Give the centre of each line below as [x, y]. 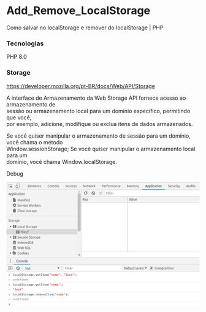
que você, [19, 117]
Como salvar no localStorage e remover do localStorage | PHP [85, 28]
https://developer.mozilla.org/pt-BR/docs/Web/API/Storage [81, 86]
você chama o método [35, 142]
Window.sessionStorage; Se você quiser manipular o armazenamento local [101, 149]
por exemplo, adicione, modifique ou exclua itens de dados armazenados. [100, 124]
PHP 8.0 [17, 57]
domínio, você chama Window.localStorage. [62, 162]
